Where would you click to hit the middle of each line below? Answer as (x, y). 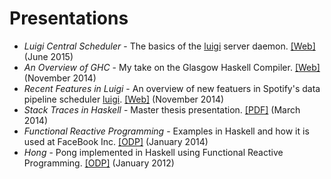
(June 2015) (48, 56)
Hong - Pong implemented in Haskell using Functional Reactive (153, 152)
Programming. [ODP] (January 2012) (99, 163)
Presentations (69, 18)
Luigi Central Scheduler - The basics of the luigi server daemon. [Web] (169, 46)
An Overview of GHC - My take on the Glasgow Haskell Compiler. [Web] (172, 67)
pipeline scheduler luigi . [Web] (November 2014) (124, 99)
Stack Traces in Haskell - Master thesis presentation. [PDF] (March (162, 109)
